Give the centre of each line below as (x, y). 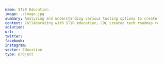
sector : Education (24, 50)
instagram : (16, 45)
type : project (19, 54)
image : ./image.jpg (25, 14)
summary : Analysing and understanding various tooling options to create (81, 18)
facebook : (15, 41)
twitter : (14, 37)
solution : (15, 27)
